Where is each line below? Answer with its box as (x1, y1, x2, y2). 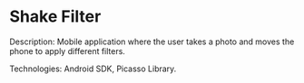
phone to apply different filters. (9, 45, 125, 56)
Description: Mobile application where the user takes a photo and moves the (9, 36, 295, 47)
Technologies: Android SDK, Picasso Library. (9, 63, 177, 74)
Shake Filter (9, 6, 102, 27)
